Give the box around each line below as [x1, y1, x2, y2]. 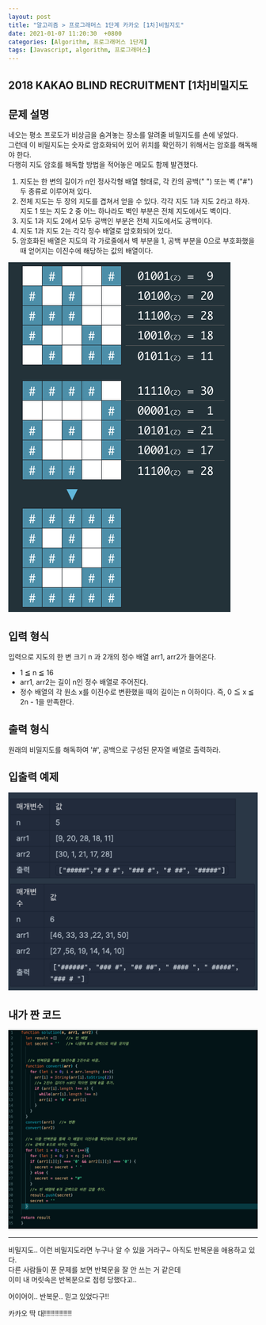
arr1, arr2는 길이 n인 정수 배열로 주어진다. [19, 678, 149, 687]
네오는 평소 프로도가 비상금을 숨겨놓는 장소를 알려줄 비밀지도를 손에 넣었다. [8, 131, 239, 140]
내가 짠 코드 [8, 1008, 62, 1021]
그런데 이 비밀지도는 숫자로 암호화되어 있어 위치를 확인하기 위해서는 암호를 [8, 140, 237, 150]
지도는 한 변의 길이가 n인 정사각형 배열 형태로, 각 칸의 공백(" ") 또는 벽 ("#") [19, 177, 253, 186]
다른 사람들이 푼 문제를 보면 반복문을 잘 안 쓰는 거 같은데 [8, 1265, 181, 1274]
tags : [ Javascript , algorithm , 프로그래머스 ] [8, 46, 151, 55]
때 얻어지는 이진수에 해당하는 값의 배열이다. [19, 246, 154, 256]
